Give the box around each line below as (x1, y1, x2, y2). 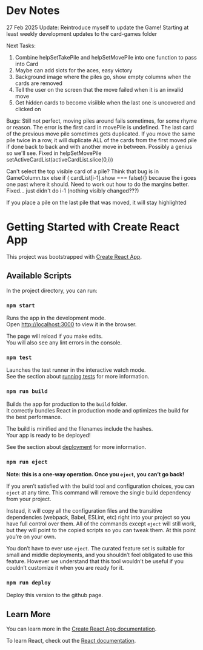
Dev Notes (6, 4, 60, 18)
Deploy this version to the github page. (6, 592, 103, 599)
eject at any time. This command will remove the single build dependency (6, 488, 191, 496)
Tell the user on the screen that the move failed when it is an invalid (15, 86, 184, 93)
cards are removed (15, 80, 62, 87)
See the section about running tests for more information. (6, 373, 150, 380)
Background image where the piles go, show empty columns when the (15, 73, 191, 80)
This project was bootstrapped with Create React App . (6, 253, 142, 260)
